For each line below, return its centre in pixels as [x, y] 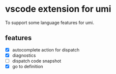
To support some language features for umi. [50, 23]
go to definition [28, 66]
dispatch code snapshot [37, 61]
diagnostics [24, 55]
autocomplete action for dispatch [46, 49]
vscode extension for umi [58, 9]
